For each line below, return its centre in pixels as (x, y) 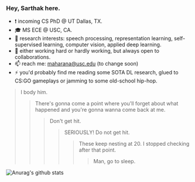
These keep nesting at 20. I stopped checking (134, 144)
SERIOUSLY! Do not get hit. (97, 132)
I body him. (34, 92)
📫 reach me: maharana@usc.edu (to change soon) (76, 64)
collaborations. (32, 57)
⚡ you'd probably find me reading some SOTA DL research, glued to (96, 73)
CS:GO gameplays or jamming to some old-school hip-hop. (86, 81)
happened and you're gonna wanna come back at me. (100, 110)
